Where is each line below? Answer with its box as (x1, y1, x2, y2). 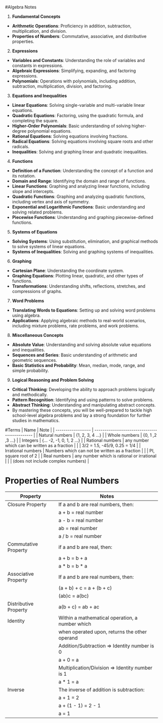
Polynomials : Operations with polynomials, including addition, (12, 78, 136, 84)
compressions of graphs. (12, 289, 62, 294)
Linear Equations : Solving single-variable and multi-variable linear (12, 102, 146, 108)
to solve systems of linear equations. (12, 244, 86, 249)
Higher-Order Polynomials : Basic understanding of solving (12, 123, 131, 129)
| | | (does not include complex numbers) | (5, 458, 89, 464)
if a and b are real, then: (58, 544, 113, 550)
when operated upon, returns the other (58, 628, 147, 635)
